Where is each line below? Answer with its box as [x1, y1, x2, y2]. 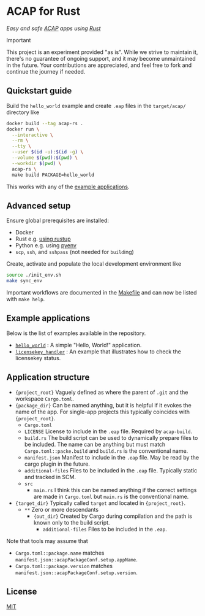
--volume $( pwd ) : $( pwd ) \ [12, 155, 78, 161]
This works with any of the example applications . [6, 183, 130, 190]
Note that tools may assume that [6, 537, 88, 544]
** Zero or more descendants [24, 506, 99, 513]
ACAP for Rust [6, 4, 81, 18]
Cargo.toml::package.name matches [15, 549, 105, 556]
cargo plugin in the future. [24, 460, 91, 468]
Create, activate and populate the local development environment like [6, 260, 182, 268]
